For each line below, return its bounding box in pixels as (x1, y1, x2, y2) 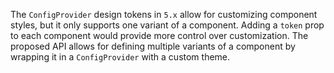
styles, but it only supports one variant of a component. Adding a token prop (10, 19, 325, 31)
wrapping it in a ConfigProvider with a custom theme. (10, 51, 231, 63)
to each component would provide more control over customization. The (10, 30, 309, 41)
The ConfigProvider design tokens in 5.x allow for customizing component (10, 9, 318, 20)
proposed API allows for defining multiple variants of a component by (10, 40, 296, 52)
